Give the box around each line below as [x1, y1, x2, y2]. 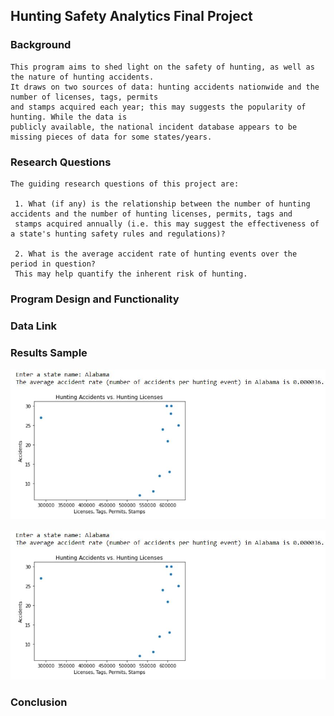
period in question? [10, 259, 97, 269]
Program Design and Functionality [10, 292, 180, 306]
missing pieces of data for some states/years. [10, 132, 213, 142]
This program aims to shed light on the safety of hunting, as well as [10, 62, 315, 72]
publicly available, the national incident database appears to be [10, 122, 298, 132]
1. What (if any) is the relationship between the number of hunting [14, 199, 311, 209]
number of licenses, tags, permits [10, 92, 159, 102]
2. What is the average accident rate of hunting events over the [14, 249, 298, 259]
